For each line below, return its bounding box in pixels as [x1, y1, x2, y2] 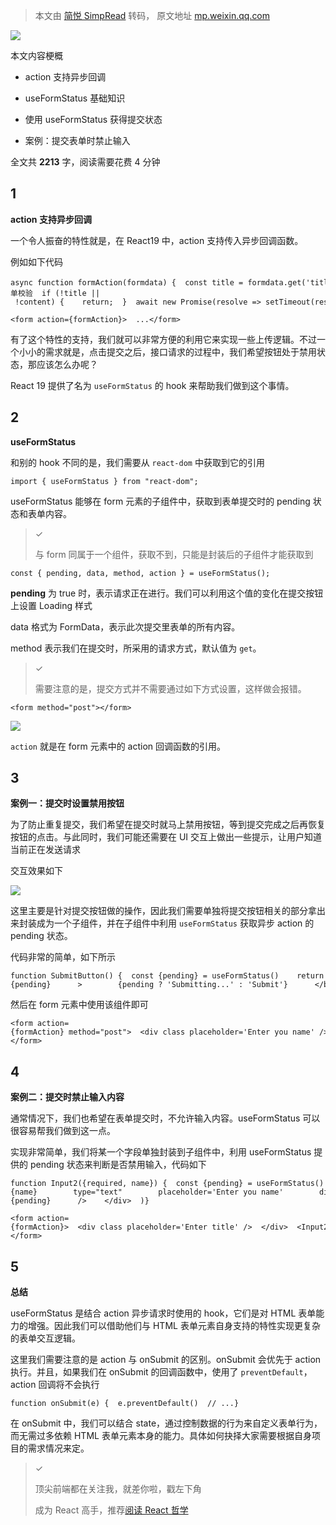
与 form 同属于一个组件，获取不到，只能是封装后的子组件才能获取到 [34, 548, 314, 560]
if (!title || [41, 288, 101, 298]
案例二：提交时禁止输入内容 [10, 1091, 125, 1103]
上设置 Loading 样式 [10, 599, 93, 611]
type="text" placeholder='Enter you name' [73, 1187, 284, 1198]
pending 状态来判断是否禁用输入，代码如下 [29, 1159, 207, 1171]
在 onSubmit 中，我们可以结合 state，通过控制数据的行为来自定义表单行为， [10, 1417, 323, 1429]
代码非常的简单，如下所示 [10, 951, 116, 963]
